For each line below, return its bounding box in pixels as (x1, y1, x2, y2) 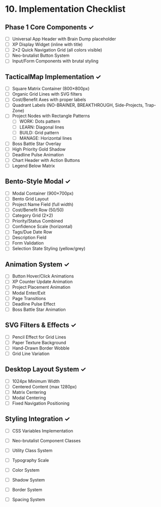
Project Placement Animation (12, 284, 71, 290)
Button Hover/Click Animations (12, 273, 74, 279)
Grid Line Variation (12, 351, 50, 356)
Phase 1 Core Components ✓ (5, 23, 94, 31)
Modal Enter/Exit (12, 290, 45, 296)
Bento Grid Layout (12, 196, 49, 202)
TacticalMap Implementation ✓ (5, 73, 101, 81)
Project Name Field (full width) (12, 201, 74, 207)
